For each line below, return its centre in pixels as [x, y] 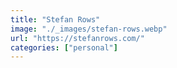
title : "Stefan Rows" [55, 19]
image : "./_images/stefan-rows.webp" [89, 29]
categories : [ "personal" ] [64, 47]
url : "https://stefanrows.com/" [77, 38]
